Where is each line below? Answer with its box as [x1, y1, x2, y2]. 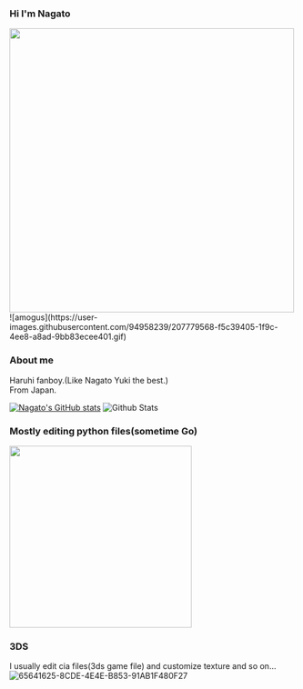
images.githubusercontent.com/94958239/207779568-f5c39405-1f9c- [9, 322, 278, 333]
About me [9, 354, 55, 366]
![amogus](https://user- [9, 312, 98, 323]
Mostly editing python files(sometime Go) [9, 424, 198, 437]
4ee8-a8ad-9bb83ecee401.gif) [9, 331, 127, 343]
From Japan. [9, 384, 57, 395]
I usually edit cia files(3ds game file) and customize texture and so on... [9, 661, 277, 672]
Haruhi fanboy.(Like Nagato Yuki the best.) [9, 374, 169, 385]
